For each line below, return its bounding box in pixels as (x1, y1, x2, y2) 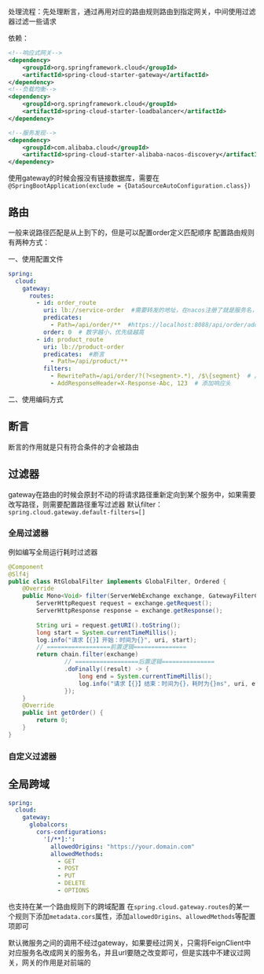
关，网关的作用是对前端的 (8, 958, 91, 967)
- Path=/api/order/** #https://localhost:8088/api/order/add (49, 321, 258, 329)
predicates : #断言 (42, 350, 104, 358)
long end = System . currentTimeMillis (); (78, 672, 213, 680)
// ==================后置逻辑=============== (64, 658, 214, 666)
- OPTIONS (57, 887, 90, 895)
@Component (8, 562, 44, 571)
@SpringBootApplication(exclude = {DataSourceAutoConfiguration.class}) (8, 182, 251, 190)
